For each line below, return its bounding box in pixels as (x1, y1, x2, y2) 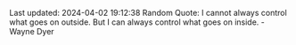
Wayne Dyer (9, 26, 55, 36)
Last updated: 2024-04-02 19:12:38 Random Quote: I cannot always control (9, 8, 287, 18)
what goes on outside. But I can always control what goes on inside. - (9, 17, 265, 27)
